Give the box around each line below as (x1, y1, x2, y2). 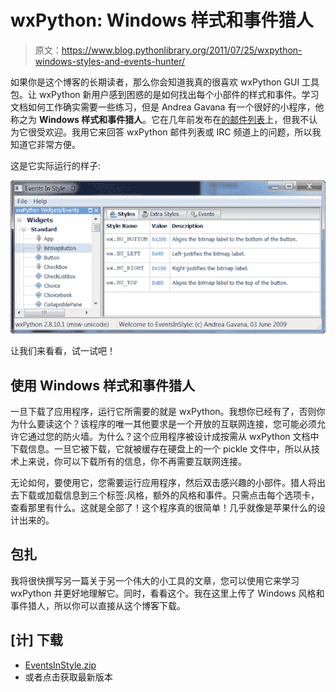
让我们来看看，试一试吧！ (10, 345, 116, 357)
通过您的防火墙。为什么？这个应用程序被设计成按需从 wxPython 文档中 (27, 431, 320, 443)
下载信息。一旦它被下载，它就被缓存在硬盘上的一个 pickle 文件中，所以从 (10, 443, 312, 455)
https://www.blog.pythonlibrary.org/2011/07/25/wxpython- (61, 44, 303, 56)
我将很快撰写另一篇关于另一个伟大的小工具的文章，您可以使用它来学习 (10, 574, 300, 586)
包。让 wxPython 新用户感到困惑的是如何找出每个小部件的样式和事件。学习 (10, 88, 320, 100)
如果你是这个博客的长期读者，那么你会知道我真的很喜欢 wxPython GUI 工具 (10, 76, 320, 88)
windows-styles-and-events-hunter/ (34, 55, 186, 67)
